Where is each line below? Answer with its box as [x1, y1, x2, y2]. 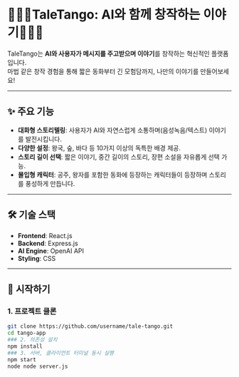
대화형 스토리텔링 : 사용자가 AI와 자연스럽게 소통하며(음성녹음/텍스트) [17, 125, 208, 134]
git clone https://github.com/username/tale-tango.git [7, 323, 174, 330]
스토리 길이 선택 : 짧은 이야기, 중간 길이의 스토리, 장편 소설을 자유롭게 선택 [17, 153, 221, 161]
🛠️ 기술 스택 [7, 209, 55, 221]
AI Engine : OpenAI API [17, 247, 84, 255]
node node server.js [7, 363, 69, 370]
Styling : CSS [17, 254, 56, 262]
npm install [7, 343, 43, 350]
